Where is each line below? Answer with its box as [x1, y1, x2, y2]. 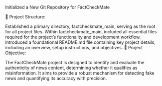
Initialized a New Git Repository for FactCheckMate [5, 4, 110, 10]
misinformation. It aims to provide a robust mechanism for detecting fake [5, 70, 155, 76]
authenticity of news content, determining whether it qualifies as [5, 65, 138, 71]
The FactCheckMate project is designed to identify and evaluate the [5, 60, 145, 65]
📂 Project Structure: [5, 14, 46, 19]
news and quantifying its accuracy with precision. [5, 76, 107, 81]
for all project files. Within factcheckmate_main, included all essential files [5, 29, 157, 34]
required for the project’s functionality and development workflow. [5, 34, 141, 40]
